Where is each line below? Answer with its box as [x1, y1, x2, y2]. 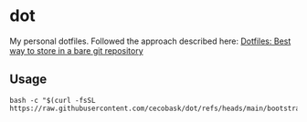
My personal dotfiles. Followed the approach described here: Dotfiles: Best [9, 36, 291, 46]
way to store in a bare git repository [9, 45, 143, 56]
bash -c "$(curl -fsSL [9, 96, 96, 105]
